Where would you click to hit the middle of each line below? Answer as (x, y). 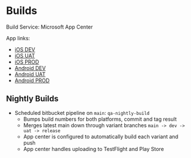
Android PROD (32, 80)
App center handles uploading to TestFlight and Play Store (93, 149)
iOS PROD (27, 62)
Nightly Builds (32, 99)
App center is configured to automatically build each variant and (101, 136)
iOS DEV (25, 49)
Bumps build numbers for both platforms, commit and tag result (100, 119)
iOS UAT (25, 55)
